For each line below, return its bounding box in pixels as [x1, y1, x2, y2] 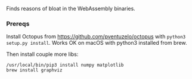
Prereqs [6, 19, 30, 28]
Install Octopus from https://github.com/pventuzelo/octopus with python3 [6, 33, 186, 40]
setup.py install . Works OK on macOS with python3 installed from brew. [6, 39, 187, 47]
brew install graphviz [6, 67, 63, 73]
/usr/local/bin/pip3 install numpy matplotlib [6, 62, 124, 68]
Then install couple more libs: [6, 51, 79, 58]
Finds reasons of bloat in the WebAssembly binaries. [6, 5, 135, 12]
